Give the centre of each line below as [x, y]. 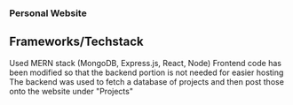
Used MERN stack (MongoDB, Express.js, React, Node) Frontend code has [146, 63]
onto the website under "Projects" [71, 91]
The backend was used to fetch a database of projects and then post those [146, 81]
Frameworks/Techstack [76, 42]
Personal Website [48, 13]
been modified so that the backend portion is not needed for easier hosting [146, 72]
